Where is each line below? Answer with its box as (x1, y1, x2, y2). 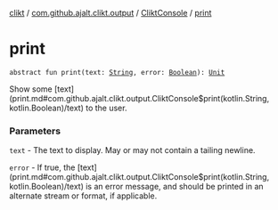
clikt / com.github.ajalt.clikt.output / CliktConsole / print (9, 8, 212, 18)
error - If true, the (9, 162, 76, 173)
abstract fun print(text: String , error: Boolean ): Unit (9, 68, 225, 77)
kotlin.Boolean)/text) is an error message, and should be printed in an (9, 182, 265, 192)
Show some (9, 84, 53, 94)
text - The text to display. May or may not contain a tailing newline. (9, 145, 256, 156)
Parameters (9, 125, 61, 137)
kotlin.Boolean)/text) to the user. (9, 102, 127, 113)
